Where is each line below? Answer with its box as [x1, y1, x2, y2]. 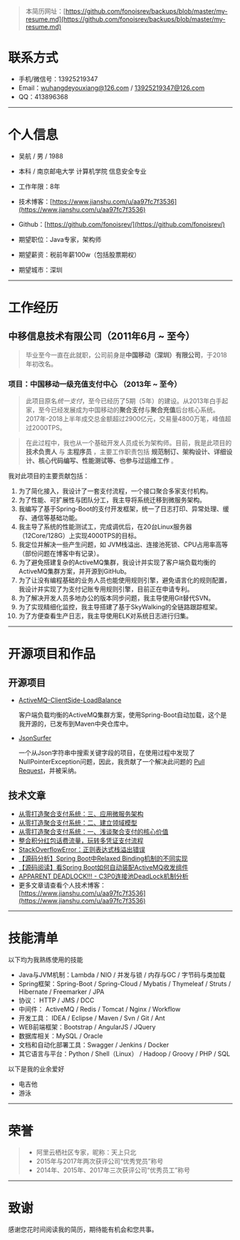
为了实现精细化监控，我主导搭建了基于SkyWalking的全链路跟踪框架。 [18, 603, 221, 611]
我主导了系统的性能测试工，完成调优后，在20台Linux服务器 [18, 522, 192, 531]
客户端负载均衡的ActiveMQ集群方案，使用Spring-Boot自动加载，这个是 [18, 711, 227, 719]
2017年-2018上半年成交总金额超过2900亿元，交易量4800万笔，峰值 [25, 415, 225, 423]
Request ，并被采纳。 [18, 766, 80, 775]
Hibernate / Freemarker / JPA [18, 987, 105, 996]
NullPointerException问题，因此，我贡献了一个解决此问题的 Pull [18, 758, 205, 766]
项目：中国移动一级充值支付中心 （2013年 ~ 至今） [8, 379, 182, 389]
